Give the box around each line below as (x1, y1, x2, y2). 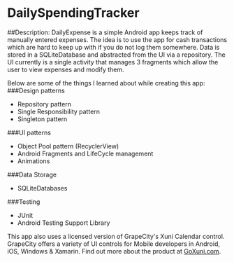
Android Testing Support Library (17, 219, 110, 227)
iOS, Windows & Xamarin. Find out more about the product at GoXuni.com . (7, 247, 221, 255)
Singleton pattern (17, 114, 68, 123)
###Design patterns (7, 86, 65, 95)
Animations (17, 156, 50, 165)
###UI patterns (7, 128, 51, 137)
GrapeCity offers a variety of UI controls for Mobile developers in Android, (7, 240, 220, 248)
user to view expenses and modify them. (7, 65, 124, 74)
